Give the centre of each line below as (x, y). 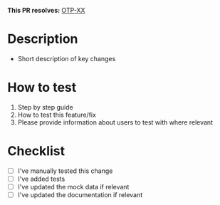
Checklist (36, 151)
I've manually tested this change (65, 171)
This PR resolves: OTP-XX (46, 10)
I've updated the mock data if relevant (73, 186)
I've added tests (41, 179)
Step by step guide (45, 107)
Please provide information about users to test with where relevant (115, 122)
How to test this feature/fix (57, 115)
